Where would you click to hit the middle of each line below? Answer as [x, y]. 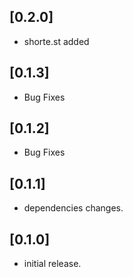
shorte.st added [56, 41]
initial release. [52, 264]
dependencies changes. [73, 208]
